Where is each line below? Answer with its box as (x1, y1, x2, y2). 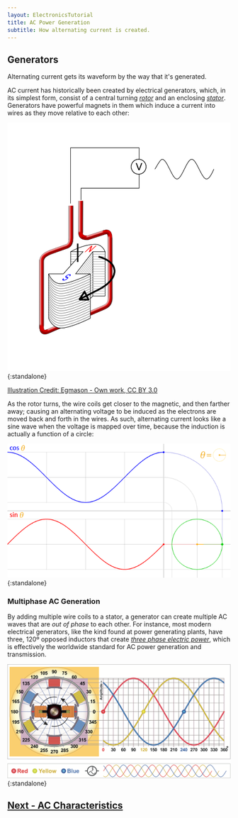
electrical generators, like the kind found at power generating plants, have (7, 628, 223, 636)
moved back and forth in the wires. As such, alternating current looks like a (7, 414, 227, 423)
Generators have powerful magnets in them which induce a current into (7, 101, 216, 110)
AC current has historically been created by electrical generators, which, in (7, 86, 226, 95)
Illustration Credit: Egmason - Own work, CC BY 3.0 (7, 385, 158, 394)
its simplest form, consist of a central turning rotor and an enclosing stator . (7, 94, 226, 102)
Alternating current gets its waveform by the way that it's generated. (7, 72, 207, 81)
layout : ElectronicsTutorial (7, 11, 93, 18)
